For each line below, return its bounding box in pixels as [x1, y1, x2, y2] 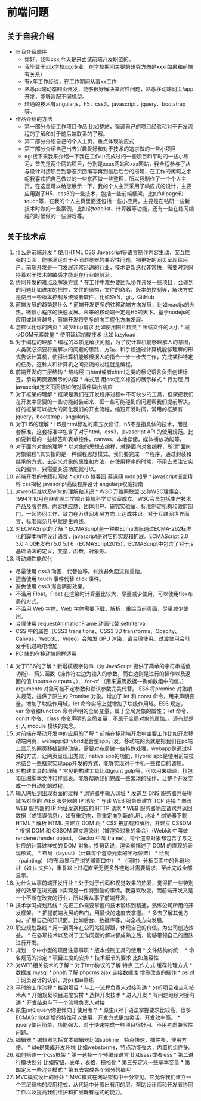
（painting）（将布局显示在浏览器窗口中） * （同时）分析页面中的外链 [15, 857, 185, 864]
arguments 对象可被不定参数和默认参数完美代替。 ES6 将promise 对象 [15, 685, 187, 692]
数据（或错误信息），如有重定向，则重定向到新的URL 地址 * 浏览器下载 [15, 812, 187, 819]
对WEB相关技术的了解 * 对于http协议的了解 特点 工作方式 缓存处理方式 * [15, 961, 193, 968]
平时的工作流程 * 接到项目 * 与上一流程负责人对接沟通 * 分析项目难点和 [15, 984, 190, 991]
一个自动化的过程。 [20, 782, 68, 789]
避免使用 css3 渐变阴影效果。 [15, 582, 88, 589]
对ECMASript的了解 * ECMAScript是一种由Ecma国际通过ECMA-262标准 [15, 525, 192, 532]
